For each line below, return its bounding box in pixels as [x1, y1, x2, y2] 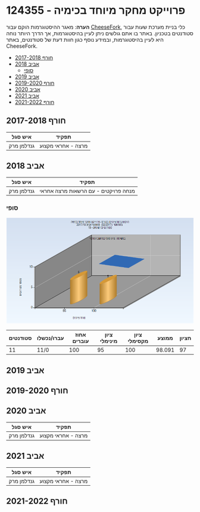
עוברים [72, 338, 89, 345]
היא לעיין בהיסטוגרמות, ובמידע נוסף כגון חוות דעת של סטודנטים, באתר [6, 36, 164, 43]
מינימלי [99, 338, 118, 345]
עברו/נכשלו [36, 334, 64, 341]
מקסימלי [127, 338, 149, 345]
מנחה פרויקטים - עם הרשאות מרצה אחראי [39, 187, 135, 194]
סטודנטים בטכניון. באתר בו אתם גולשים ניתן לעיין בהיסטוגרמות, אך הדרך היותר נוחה [6, 29, 193, 36]
